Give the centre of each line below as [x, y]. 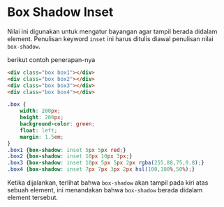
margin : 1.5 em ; [42, 137]
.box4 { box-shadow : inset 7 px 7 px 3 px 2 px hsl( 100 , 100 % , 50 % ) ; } [101, 169]
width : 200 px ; [40, 111]
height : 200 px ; [42, 118]
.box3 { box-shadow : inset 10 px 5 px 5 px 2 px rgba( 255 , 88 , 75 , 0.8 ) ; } [106, 163]
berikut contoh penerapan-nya [51, 59]
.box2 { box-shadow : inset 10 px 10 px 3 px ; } [70, 156]
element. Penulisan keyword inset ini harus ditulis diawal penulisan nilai [111, 38]
